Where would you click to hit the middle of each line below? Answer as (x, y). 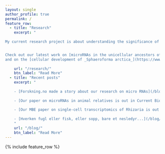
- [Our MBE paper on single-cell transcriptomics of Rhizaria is (82, 110)
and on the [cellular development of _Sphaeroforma (59, 60)
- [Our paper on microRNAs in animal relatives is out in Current (83, 101)
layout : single (21, 10)
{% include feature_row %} (32, 147)
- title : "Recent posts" (35, 78)
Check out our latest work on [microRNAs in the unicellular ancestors (80, 55)
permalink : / (18, 19)
